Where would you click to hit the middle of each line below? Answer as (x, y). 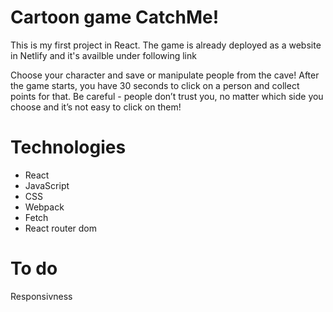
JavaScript (47, 185)
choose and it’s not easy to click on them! (96, 107)
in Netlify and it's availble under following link (103, 55)
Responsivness (41, 296)
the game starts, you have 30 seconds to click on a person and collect (155, 85)
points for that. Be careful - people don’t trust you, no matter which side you (167, 96)
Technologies (68, 147)
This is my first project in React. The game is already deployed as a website (166, 45)
